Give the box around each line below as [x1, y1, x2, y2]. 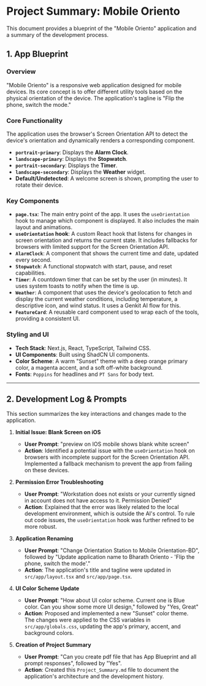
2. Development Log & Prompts [6, 394, 128, 404]
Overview [6, 68, 36, 76]
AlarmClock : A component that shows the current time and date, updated [15, 250, 199, 257]
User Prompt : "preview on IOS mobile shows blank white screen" [24, 440, 189, 448]
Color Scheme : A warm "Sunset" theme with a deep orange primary [15, 357, 188, 365]
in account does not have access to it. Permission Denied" [24, 497, 172, 504]
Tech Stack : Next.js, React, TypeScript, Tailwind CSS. [15, 344, 151, 351]
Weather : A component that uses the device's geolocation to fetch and [15, 289, 192, 296]
